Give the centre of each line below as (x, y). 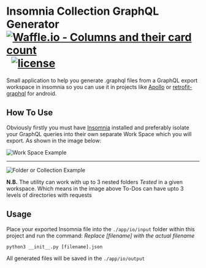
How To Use (30, 113)
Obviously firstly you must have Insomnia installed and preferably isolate (98, 128)
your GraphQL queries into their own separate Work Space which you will (99, 134)
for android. (42, 93)
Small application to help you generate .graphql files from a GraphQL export (102, 80)
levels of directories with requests (49, 195)
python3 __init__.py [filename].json (55, 247)
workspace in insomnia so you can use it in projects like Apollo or (89, 86)
